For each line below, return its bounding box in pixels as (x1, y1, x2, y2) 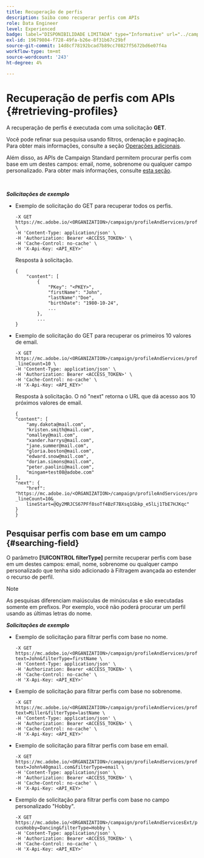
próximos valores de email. (15, 399, 83, 407)
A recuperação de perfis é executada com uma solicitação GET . (6, 124, 166, 131)
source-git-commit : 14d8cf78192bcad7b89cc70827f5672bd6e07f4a (6, 43, 167, 49)
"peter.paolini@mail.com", (26, 464, 95, 471)
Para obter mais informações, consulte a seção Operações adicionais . (6, 142, 182, 149)
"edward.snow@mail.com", (26, 454, 89, 460)
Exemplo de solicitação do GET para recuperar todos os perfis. (15, 202, 173, 209)
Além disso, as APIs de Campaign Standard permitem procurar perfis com (6, 154, 192, 162)
